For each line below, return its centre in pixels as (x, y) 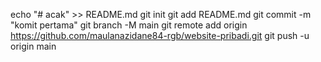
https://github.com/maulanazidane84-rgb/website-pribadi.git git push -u (160, 35)
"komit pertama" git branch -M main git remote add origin (129, 25)
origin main (33, 46)
